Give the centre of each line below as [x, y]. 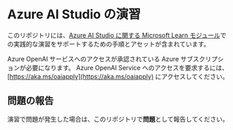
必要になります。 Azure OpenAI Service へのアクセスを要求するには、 [127, 67]
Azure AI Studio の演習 [74, 14]
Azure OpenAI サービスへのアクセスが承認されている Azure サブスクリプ [113, 59]
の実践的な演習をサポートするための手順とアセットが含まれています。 [108, 44]
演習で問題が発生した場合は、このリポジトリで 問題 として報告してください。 [118, 119]
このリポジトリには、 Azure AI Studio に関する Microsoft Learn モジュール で [117, 35]
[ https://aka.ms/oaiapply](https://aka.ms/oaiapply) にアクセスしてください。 [118, 76]
